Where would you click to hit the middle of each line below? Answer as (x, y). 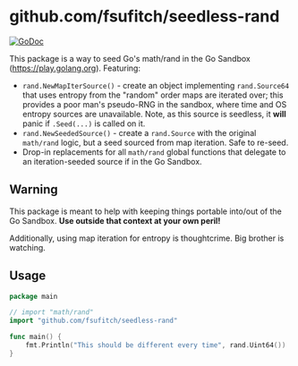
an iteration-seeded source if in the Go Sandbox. (112, 161)
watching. (28, 247)
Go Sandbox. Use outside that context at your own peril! (115, 220)
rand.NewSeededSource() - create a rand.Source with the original (139, 132)
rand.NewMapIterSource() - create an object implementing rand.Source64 (155, 85)
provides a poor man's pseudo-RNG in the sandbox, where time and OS (154, 104)
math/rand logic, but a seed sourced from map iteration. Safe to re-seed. (155, 142)
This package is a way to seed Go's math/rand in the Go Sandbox (130, 58)
